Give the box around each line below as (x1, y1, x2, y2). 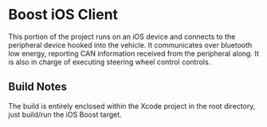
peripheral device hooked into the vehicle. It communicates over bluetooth (8, 40, 253, 49)
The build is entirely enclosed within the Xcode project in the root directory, (8, 101, 256, 110)
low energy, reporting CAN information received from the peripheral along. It (8, 48, 259, 58)
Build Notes (8, 80, 68, 94)
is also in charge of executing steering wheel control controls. (8, 57, 211, 67)
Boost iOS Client (8, 6, 118, 24)
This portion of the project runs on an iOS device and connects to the (8, 32, 236, 41)
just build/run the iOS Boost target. (8, 110, 122, 119)
